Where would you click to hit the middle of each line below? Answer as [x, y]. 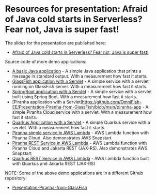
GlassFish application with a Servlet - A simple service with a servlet [80, 81]
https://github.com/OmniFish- [112, 102]
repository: [16, 178]
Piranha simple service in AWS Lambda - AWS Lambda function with [80, 133]
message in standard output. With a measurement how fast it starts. [80, 76]
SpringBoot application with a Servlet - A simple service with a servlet [82, 91]
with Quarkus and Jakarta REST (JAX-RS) [54, 164]
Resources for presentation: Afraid [77, 9]
